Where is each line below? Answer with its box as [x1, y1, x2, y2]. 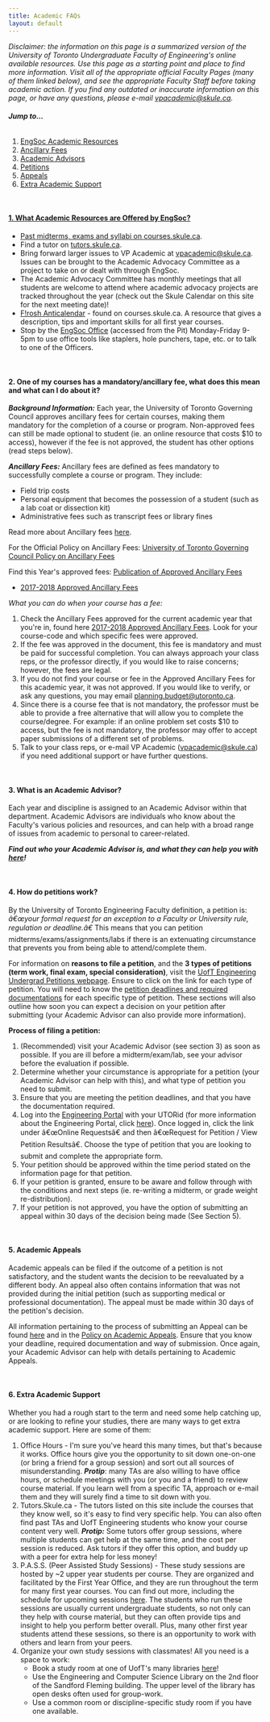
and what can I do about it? [8, 385, 101, 395]
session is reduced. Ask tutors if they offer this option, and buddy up [19, 1543, 248, 1553]
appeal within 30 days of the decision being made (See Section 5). [19, 1211, 242, 1220]
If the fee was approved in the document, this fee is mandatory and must [19, 640, 262, 649]
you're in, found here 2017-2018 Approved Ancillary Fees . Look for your [19, 623, 258, 632]
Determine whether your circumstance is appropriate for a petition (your [19, 1066, 260, 1077]
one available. [31, 1706, 79, 1716]
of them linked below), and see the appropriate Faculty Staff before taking [8, 76, 256, 85]
